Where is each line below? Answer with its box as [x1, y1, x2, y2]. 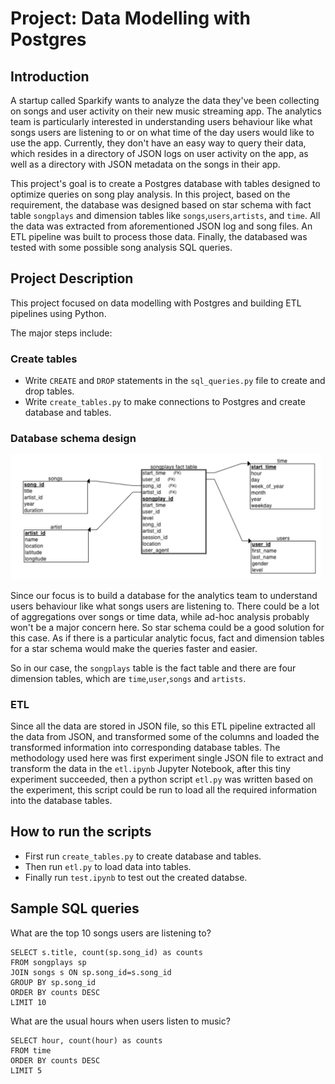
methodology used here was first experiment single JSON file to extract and [10, 752, 324, 764]
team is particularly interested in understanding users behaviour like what [10, 116, 313, 127]
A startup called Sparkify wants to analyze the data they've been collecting [10, 95, 320, 106]
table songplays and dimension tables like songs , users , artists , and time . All [10, 210, 321, 221]
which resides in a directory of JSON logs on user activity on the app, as [10, 148, 309, 159]
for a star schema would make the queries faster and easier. [10, 642, 258, 654]
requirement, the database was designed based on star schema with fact [10, 199, 312, 211]
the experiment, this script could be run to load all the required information [10, 784, 317, 796]
